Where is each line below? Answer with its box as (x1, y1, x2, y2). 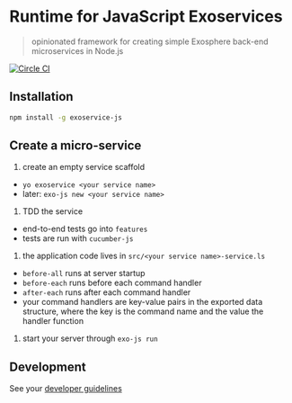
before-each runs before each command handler (22, 277, 202, 289)
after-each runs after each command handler (22, 287, 191, 298)
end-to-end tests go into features (22, 223, 148, 235)
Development (9, 359, 87, 374)
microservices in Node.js (31, 45, 124, 56)
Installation (9, 89, 74, 104)
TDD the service (22, 206, 84, 217)
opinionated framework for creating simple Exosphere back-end (31, 36, 269, 47)
